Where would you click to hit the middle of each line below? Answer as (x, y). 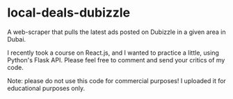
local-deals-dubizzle (69, 13)
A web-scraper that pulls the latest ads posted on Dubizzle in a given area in (116, 32)
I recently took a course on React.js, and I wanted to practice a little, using (113, 53)
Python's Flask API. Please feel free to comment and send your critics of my (116, 60)
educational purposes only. (46, 88)
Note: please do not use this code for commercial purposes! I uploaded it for (116, 80)
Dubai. (17, 39)
